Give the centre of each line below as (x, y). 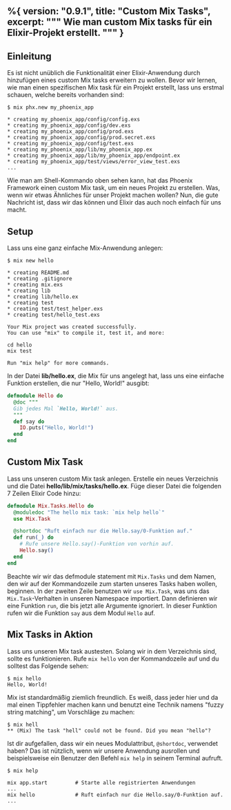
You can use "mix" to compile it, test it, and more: (86, 333)
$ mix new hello (30, 261)
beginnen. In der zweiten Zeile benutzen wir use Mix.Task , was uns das (108, 591)
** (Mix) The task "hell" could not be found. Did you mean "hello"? (109, 730)
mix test (20, 351)
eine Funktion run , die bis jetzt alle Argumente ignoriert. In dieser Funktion (112, 605)
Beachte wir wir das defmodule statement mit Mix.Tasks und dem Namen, (112, 576)
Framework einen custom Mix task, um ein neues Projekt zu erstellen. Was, (114, 188)
